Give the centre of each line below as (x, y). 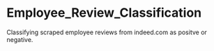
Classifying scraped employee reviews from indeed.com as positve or (107, 32)
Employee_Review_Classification (104, 13)
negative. (20, 39)
